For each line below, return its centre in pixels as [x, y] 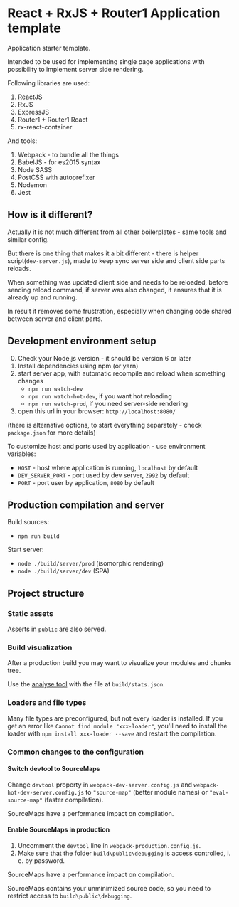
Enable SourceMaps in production [59, 829]
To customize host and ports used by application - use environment [106, 446]
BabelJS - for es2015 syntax [59, 162]
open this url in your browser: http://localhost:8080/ [97, 411]
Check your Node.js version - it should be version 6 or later [105, 358]
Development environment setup [82, 341]
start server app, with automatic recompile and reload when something [122, 373]
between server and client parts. [55, 319]
